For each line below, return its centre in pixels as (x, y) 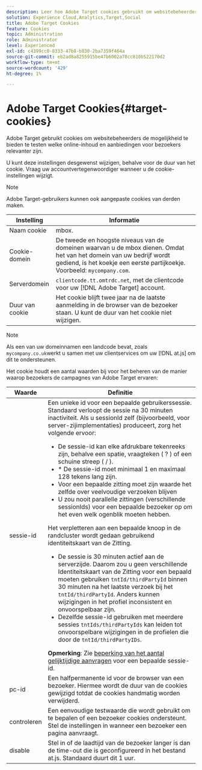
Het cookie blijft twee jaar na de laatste (110, 297)
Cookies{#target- (123, 109)
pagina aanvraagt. (73, 733)
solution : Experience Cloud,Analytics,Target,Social (74, 17)
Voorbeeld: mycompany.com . (93, 270)
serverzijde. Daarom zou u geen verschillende (123, 564)
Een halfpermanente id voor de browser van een (116, 678)
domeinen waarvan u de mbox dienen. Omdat (120, 248)
